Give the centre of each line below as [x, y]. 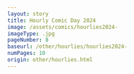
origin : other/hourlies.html [50, 60]
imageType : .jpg [31, 33]
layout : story [28, 14]
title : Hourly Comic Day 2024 [52, 20]
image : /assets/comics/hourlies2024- [63, 27]
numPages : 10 [26, 54]
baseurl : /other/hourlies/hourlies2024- [68, 47]
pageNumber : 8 [28, 40]
